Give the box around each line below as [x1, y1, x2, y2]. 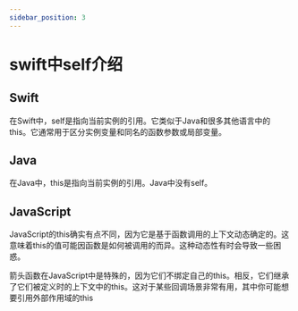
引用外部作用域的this [16, 292, 94, 304]
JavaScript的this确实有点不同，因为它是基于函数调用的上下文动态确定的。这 [9, 229, 289, 240]
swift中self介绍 [9, 55, 123, 74]
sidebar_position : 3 [9, 13, 87, 22]
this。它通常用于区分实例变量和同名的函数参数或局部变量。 [9, 126, 226, 137]
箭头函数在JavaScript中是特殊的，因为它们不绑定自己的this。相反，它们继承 [9, 270, 289, 282]
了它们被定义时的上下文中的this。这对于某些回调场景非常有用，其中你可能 [9, 282, 282, 292]
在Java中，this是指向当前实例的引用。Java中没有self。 [9, 178, 213, 189]
